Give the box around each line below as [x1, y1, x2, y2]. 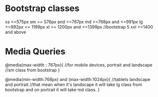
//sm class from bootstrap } [5, 67, 60, 73]
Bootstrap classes [5, 3, 80, 14]
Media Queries [5, 46, 66, 57]
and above [5, 29, 26, 35]
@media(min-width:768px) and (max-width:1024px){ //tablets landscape [5, 76, 151, 82]
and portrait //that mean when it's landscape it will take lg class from [5, 82, 142, 87]
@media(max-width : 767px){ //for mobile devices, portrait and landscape [5, 62, 153, 68]
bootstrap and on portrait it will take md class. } [5, 86, 100, 92]
